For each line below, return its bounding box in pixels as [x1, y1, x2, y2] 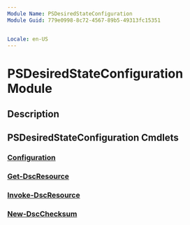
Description [7, 108, 59, 119]
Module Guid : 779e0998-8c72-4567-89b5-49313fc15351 [7, 17, 161, 24]
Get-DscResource [7, 172, 70, 182]
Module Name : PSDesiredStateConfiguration [7, 10, 133, 17]
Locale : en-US [7, 36, 49, 43]
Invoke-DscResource [7, 190, 80, 200]
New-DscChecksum [7, 209, 78, 219]
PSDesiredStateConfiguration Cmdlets [7, 132, 180, 144]
